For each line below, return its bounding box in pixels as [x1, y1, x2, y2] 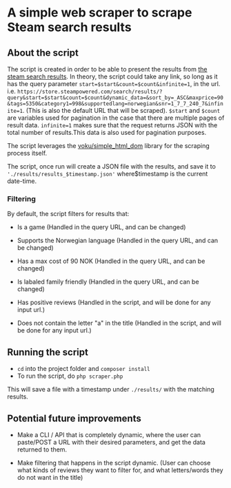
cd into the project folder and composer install [17, 365, 150, 373]
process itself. [7, 149, 48, 157]
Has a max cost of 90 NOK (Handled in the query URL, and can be [17, 257, 205, 266]
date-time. [7, 177, 37, 185]
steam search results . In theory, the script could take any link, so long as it [7, 72, 219, 81]
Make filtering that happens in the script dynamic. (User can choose [17, 458, 211, 467]
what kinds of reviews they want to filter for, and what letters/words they [17, 466, 223, 474]
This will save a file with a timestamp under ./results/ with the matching [7, 385, 215, 394]
